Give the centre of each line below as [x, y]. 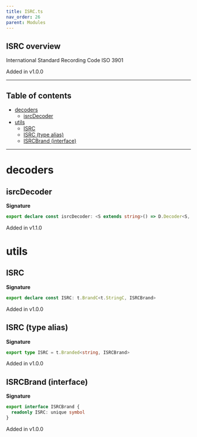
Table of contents [39, 95]
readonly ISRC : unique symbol [48, 412]
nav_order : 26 [23, 17]
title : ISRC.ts [25, 11]
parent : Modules [26, 22]
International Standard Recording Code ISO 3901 [65, 60]
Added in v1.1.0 [24, 228]
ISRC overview [33, 46]
